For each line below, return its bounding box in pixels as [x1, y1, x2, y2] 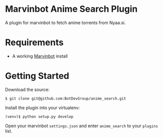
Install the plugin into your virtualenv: [5, 105, 80, 110]
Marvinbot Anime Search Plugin [5, 3, 138, 15]
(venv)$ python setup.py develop [5, 114, 74, 119]
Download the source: [5, 86, 50, 92]
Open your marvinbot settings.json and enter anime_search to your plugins [5, 123, 158, 129]
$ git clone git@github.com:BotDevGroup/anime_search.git [5, 96, 126, 101]
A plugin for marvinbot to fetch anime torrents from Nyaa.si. [5, 20, 126, 26]
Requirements [5, 37, 64, 48]
